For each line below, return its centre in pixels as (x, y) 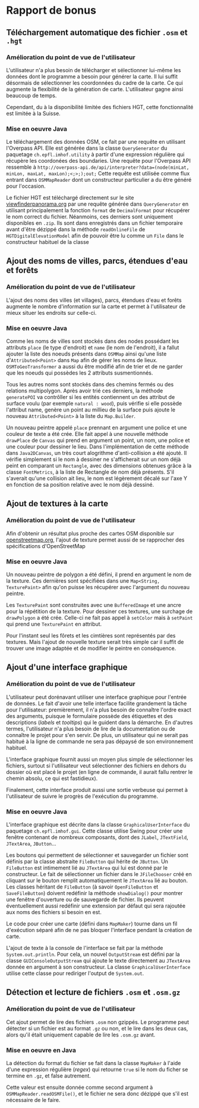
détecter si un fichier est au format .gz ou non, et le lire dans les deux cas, (97, 1028)
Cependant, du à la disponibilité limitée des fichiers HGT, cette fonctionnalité (100, 107)
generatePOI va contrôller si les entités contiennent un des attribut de (91, 397)
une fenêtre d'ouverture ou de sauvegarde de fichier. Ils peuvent (85, 900)
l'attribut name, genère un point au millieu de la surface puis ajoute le (91, 410)
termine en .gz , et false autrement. (48, 1076)
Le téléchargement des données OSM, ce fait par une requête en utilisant (96, 142)
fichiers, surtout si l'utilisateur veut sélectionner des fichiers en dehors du (96, 765)
